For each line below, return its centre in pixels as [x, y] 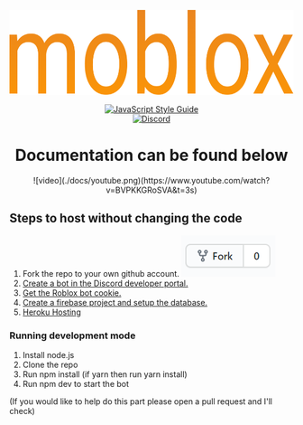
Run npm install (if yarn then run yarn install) [105, 374]
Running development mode [73, 335]
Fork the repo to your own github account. [101, 273]
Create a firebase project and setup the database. [115, 302]
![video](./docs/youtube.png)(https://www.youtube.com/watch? [151, 180]
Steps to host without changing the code [126, 218]
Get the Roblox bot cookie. [72, 293]
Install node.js [48, 355]
